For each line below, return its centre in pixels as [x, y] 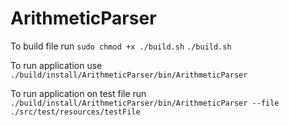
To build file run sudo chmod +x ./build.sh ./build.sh [121, 46]
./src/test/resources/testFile [75, 112]
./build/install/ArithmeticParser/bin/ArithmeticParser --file [145, 103]
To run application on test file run [78, 93]
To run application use [56, 65]
